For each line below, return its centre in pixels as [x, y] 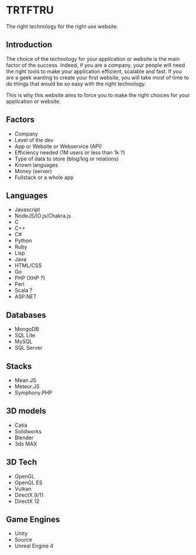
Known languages [36, 165]
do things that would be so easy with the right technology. [76, 84]
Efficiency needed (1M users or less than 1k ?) [70, 152]
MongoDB [27, 329]
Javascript [27, 210]
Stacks [19, 366]
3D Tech [22, 462]
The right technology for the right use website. [62, 26]
